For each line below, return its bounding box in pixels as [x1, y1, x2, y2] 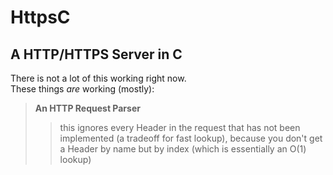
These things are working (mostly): [10, 83, 155, 95]
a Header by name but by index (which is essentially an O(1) [59, 143, 307, 155]
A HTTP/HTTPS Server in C [10, 46, 183, 63]
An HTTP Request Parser [34, 102, 141, 114]
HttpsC [10, 6, 71, 29]
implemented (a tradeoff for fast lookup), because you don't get [59, 132, 323, 144]
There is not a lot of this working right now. [10, 72, 187, 84]
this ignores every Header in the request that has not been [59, 122, 301, 133]
